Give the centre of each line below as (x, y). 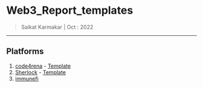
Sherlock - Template (40, 72)
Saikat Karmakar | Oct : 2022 (57, 27)
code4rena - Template (43, 66)
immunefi (27, 78)
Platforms (25, 51)
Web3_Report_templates (70, 10)
